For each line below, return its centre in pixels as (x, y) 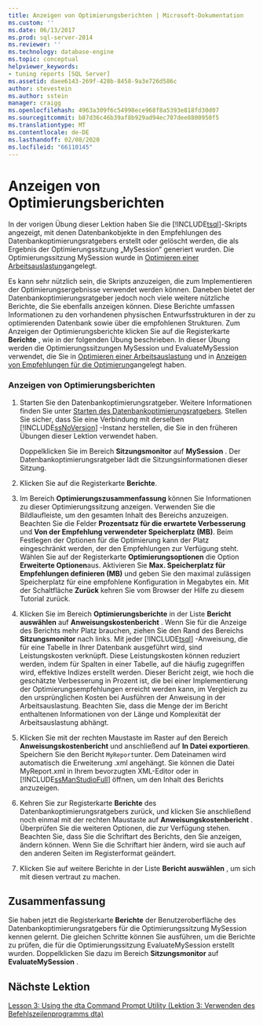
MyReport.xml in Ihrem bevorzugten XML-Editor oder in (109, 770)
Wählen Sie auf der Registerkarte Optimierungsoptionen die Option (129, 557)
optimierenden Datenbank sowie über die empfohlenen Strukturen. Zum (124, 323)
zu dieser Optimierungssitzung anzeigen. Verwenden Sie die (117, 506)
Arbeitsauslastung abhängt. (64, 722)
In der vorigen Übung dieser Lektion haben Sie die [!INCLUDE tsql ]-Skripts (128, 224)
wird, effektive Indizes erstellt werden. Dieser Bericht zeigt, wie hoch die (137, 672)
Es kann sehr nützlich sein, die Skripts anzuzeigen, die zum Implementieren (130, 281)
